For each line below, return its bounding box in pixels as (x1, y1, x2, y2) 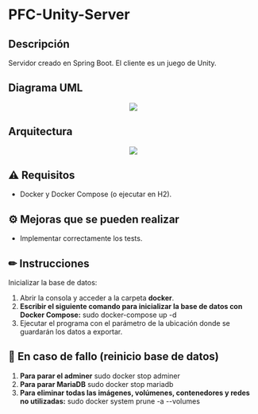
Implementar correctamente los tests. (19, 234, 143, 243)
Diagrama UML (8, 81, 83, 95)
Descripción (8, 37, 70, 51)
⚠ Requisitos (8, 168, 75, 182)
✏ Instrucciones (8, 257, 90, 270)
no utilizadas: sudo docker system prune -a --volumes (19, 396, 201, 406)
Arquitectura (8, 125, 73, 138)
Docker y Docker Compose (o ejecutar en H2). (19, 189, 172, 199)
